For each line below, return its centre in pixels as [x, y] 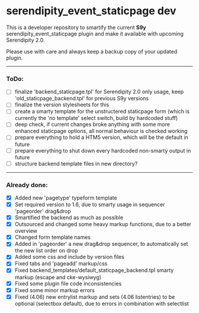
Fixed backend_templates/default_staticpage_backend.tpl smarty [94, 270]
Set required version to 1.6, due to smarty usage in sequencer [90, 205]
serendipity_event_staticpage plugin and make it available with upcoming [95, 33]
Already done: [27, 185]
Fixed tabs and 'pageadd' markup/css [61, 264]
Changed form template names [52, 237]
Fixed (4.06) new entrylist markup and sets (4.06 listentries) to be [95, 297]
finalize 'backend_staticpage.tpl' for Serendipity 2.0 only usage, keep [99, 92]
